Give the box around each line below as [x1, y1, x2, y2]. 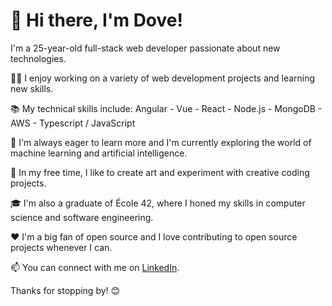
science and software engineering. [10, 211, 154, 223]
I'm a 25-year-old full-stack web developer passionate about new [10, 42, 281, 54]
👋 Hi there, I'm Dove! [10, 9, 183, 32]
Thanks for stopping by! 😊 [10, 284, 121, 296]
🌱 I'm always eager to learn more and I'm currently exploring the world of [10, 136, 312, 148]
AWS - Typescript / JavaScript [10, 117, 136, 129]
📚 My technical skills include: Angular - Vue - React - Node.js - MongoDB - [10, 102, 323, 114]
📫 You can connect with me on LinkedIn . [10, 261, 180, 273]
